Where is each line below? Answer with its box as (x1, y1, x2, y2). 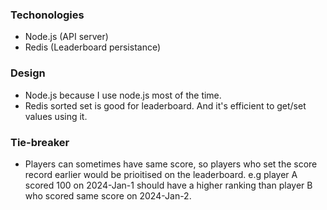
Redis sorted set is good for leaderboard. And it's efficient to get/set (24, 99, 307, 112)
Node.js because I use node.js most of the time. (24, 89, 222, 101)
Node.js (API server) (24, 31, 109, 43)
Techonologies (10, 8, 85, 22)
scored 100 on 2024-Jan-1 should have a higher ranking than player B (24, 179, 313, 191)
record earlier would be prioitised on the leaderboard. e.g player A (24, 168, 298, 180)
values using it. (24, 110, 88, 122)
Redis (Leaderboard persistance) (24, 41, 162, 53)
